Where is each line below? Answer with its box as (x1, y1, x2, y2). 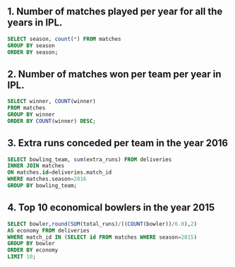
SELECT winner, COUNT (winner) (7, 98, 97, 105)
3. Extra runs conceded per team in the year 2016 (7, 137, 228, 149)
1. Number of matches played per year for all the (7, 6, 223, 18)
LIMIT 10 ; (7, 254, 37, 261)
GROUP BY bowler (7, 240, 55, 247)
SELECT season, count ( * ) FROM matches (7, 35, 121, 42)
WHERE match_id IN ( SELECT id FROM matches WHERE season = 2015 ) (7, 233, 198, 241)
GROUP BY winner (7, 111, 55, 118)
